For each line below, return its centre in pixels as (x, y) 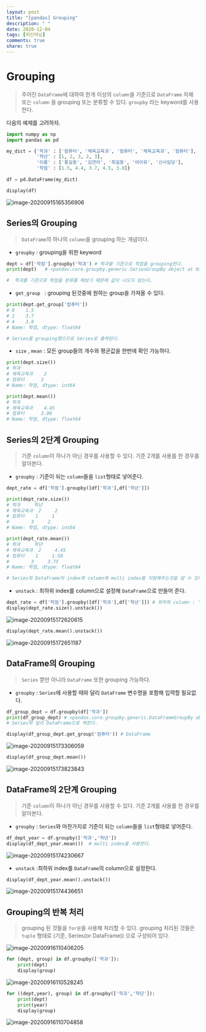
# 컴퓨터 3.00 (29, 414)
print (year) (32, 1005)
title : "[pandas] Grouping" (42, 18)
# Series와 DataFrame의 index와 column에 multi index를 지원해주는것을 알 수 (99, 578)
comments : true (26, 40)
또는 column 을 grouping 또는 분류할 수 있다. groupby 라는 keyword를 (105, 102)
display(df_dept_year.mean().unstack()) (59, 880)
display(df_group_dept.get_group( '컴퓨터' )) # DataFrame (79, 734)
